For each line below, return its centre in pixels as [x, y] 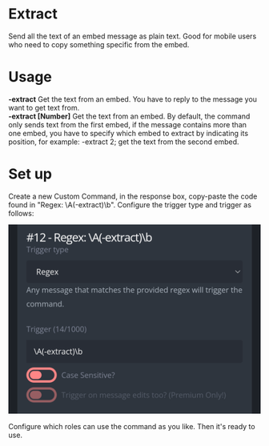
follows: [21, 213]
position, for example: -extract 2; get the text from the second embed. [124, 142]
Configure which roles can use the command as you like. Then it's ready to [132, 426]
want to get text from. [44, 107]
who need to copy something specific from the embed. [99, 44]
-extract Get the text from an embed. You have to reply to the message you [133, 99]
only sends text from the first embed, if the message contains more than [127, 124]
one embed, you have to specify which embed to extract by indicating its [128, 133]
